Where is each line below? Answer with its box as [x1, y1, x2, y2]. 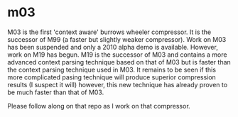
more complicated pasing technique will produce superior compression [7, 72, 217, 82]
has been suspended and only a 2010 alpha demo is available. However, [7, 43, 218, 51]
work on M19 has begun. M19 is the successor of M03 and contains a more [7, 50, 227, 59]
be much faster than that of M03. [7, 88, 104, 96]
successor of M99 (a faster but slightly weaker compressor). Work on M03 [7, 35, 227, 43]
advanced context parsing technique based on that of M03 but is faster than [7, 57, 231, 66]
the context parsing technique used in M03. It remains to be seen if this [7, 65, 217, 74]
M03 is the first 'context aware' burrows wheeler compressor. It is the [7, 28, 212, 36]
